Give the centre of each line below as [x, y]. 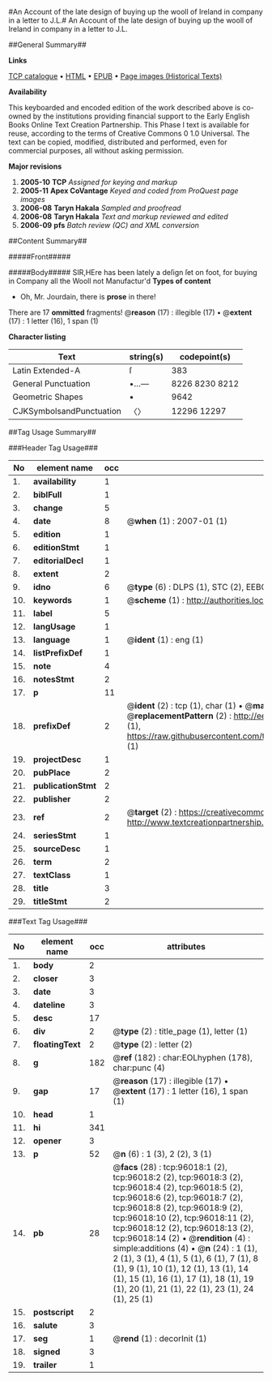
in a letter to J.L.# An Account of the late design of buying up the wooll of [131, 20]
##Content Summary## [48, 241]
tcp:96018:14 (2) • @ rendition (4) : [182, 1238]
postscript [54, 1312]
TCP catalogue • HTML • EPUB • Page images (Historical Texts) [115, 76]
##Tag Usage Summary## [53, 432]
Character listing [37, 337]
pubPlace [52, 772]
